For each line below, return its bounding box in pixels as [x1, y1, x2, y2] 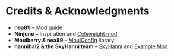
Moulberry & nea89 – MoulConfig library [14, 36, 115, 43]
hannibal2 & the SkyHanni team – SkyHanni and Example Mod [14, 43, 168, 50]
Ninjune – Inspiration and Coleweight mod [14, 30, 118, 37]
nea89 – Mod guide [14, 24, 63, 31]
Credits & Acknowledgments [5, 4, 150, 18]
